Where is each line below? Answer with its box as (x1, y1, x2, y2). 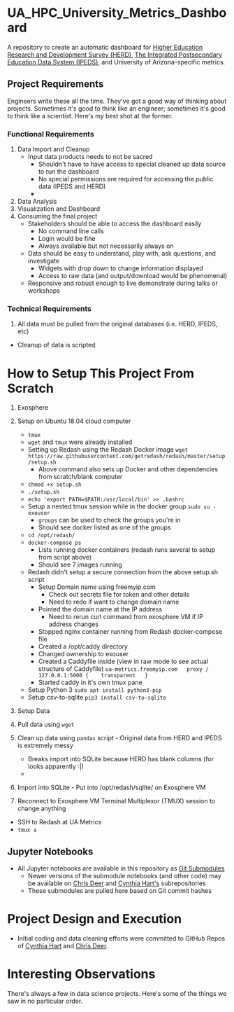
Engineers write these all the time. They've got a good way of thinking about (7, 97, 227, 105)
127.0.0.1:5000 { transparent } (38, 672, 148, 679)
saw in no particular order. (7, 997, 83, 1005)
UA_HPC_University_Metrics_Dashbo (7, 5, 227, 21)
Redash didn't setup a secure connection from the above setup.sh (27, 568, 219, 576)
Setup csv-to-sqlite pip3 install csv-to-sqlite (27, 693, 166, 702)
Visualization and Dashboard (17, 205, 101, 213)
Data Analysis (17, 197, 57, 206)
